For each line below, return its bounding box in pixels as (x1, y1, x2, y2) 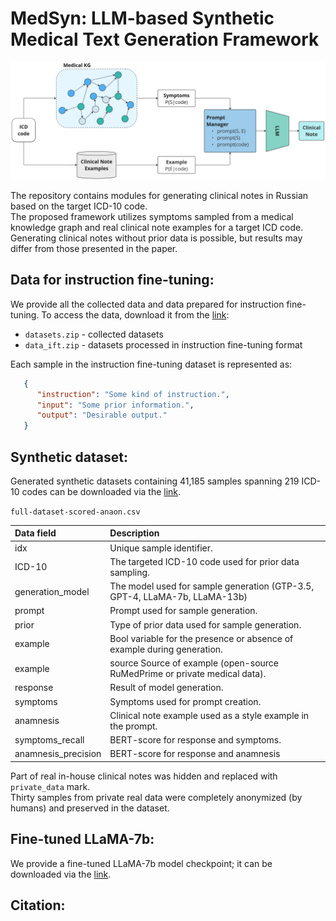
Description (109, 527, 160, 539)
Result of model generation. (109, 682, 224, 694)
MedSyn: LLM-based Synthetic (10, 7, 275, 30)
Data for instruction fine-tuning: (10, 272, 215, 289)
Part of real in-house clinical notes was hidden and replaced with (10, 770, 278, 782)
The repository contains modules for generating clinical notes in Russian (10, 189, 309, 201)
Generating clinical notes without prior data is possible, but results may (10, 232, 303, 244)
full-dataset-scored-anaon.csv (10, 507, 141, 517)
